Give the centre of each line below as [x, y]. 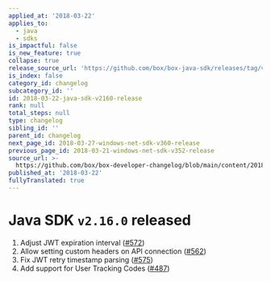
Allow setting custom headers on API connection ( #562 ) [113, 251]
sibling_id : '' [34, 128]
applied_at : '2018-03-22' [52, 16]
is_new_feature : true [45, 53]
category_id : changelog [48, 83]
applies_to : [28, 23]
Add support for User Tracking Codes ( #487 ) [95, 268]
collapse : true [34, 61]
